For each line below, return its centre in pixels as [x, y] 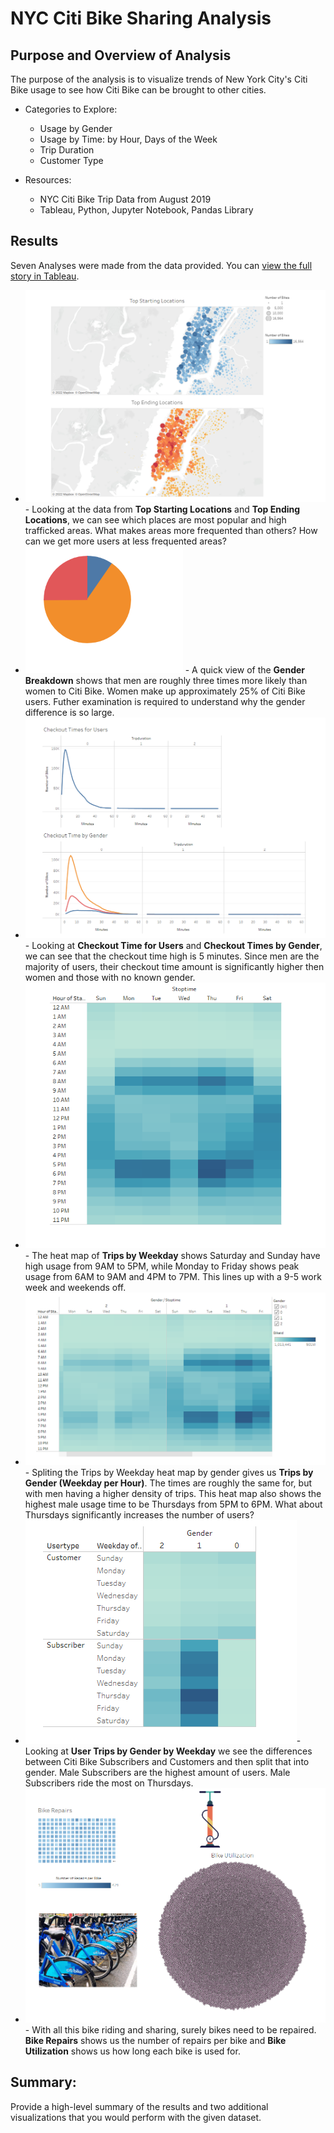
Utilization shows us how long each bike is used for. [132, 2051]
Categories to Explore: [71, 109]
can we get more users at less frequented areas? [125, 541]
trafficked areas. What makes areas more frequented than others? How [171, 531]
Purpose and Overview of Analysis [121, 55]
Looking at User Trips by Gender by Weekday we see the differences [168, 1751]
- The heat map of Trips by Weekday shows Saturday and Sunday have [172, 1255]
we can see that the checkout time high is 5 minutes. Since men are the [172, 956]
